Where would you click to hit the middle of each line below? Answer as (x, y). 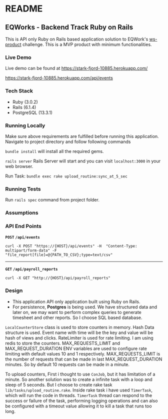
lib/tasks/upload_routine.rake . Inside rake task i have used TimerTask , (79, 390)
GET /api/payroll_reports (31, 269)
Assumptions (22, 213)
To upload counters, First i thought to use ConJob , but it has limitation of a (80, 374)
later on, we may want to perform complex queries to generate (77, 312)
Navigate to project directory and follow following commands (68, 141)
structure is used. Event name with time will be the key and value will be (79, 332)
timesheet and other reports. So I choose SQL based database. (77, 317)
